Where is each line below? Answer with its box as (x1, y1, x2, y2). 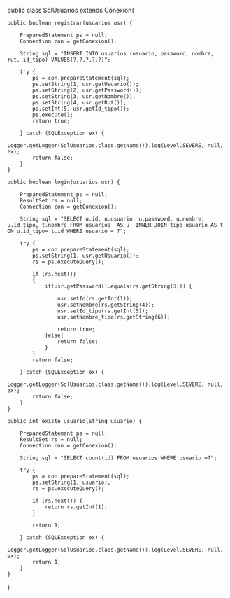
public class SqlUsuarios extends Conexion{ (7, 6, 135, 14)
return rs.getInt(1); (44, 503, 108, 510)
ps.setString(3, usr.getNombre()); (32, 93, 136, 100)
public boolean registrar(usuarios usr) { (7, 20, 133, 27)
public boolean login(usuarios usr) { (7, 179, 120, 186)
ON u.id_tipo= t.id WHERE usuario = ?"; (7, 228, 127, 235)
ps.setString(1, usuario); (32, 479, 111, 486)
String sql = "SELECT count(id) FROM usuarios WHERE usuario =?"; (20, 454, 217, 461)
